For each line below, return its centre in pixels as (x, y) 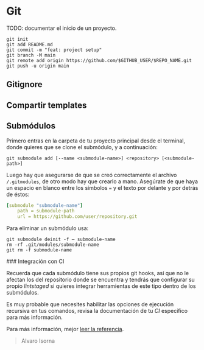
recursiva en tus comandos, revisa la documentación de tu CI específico (97, 311)
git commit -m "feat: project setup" (54, 50)
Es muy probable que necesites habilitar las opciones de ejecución (90, 304)
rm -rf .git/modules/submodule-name (53, 245)
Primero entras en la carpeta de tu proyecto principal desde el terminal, (96, 141)
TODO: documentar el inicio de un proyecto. (62, 28)
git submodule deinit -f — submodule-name (61, 240)
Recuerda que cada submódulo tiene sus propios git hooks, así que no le (98, 273)
